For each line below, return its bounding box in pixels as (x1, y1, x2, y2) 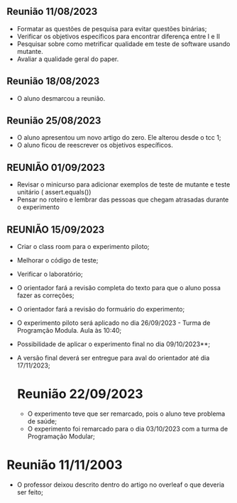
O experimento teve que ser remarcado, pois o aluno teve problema (27, 409, 226, 418)
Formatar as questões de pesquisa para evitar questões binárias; (16, 24, 207, 33)
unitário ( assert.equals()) (16, 188, 92, 197)
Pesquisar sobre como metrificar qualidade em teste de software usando (16, 39, 231, 48)
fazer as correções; (16, 291, 75, 300)
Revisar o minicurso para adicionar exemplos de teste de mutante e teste (16, 180, 231, 189)
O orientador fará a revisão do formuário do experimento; (16, 305, 185, 314)
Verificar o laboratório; (16, 270, 83, 279)
